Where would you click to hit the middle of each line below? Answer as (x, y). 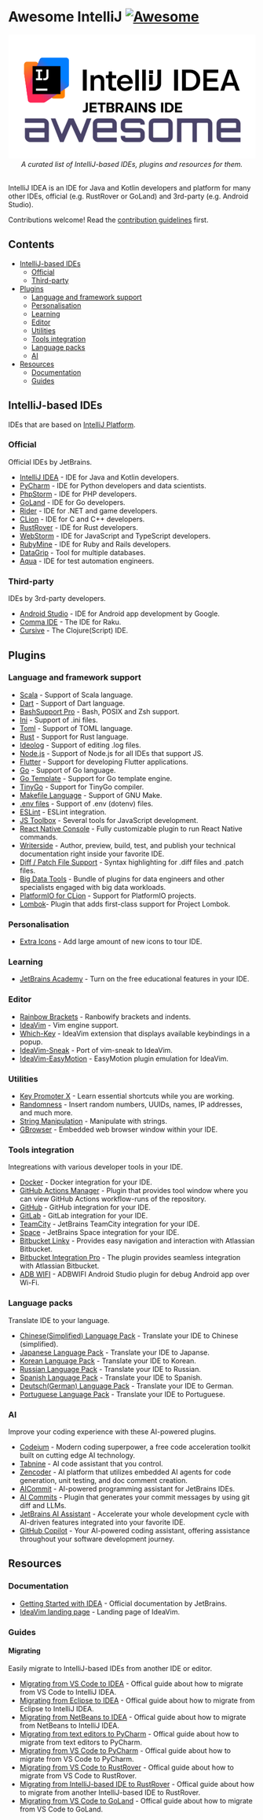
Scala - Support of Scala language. (76, 695)
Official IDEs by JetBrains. (50, 461)
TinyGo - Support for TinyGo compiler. (82, 787)
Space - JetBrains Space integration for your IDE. (99, 1232)
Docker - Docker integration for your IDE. (86, 1182)
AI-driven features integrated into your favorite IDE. (102, 1522)
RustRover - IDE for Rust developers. (79, 527)
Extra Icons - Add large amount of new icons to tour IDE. (111, 942)
